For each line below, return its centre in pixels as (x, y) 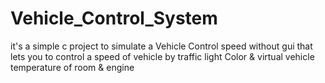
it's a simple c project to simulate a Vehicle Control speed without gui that (161, 46)
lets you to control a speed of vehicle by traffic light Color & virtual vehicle (162, 56)
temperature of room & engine (72, 67)
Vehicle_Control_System (114, 18)
